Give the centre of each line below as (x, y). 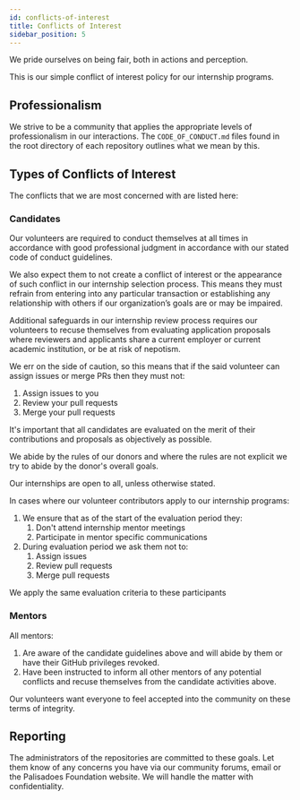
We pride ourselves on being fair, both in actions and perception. (129, 60)
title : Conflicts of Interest (66, 26)
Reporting (38, 736)
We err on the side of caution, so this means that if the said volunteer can (145, 366)
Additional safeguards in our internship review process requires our (133, 321)
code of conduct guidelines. (61, 257)
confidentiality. (37, 787)
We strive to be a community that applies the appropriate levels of (131, 127)
